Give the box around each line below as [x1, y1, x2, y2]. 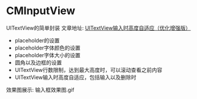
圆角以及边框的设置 [14, 59, 62, 66]
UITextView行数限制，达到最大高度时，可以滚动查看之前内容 [14, 66, 163, 73]
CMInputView [6, 4, 75, 18]
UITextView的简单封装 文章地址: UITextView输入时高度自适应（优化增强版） [6, 24, 191, 31]
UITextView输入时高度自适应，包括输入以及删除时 [14, 74, 136, 81]
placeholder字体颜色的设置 [14, 44, 81, 51]
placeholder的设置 [14, 37, 60, 44]
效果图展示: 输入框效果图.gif [6, 86, 75, 93]
